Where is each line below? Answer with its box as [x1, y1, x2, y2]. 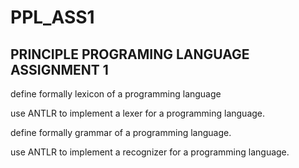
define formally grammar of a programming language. [10, 127, 232, 138]
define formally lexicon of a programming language [10, 88, 222, 100]
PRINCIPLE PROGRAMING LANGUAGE [10, 46, 250, 63]
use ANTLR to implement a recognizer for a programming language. [10, 146, 290, 158]
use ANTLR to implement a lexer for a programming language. [10, 107, 266, 119]
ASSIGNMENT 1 [10, 61, 109, 78]
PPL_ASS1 [10, 6, 95, 29]
